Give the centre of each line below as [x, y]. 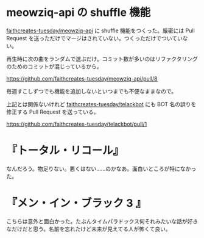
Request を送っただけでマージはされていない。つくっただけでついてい [94, 38]
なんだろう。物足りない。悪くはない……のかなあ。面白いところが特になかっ [101, 168]
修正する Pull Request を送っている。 [53, 112]
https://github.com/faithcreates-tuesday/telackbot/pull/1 [77, 124]
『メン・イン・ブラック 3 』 [76, 204]
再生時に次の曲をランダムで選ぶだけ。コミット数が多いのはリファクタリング [102, 59]
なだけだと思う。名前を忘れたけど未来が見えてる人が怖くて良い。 [89, 229]
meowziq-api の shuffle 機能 [79, 13]
